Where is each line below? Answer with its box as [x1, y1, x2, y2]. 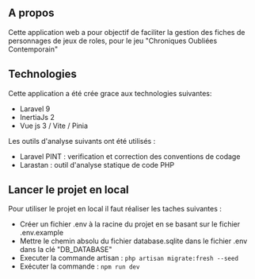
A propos [8, 6, 55, 20]
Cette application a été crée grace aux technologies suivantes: [8, 88, 212, 98]
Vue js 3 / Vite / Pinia [19, 121, 89, 130]
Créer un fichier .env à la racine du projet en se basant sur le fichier [19, 219, 241, 229]
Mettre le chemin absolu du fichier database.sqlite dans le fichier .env [19, 236, 248, 246]
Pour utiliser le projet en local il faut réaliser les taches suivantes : [8, 204, 222, 214]
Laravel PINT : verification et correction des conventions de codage [19, 151, 241, 161]
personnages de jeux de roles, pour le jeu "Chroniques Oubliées [8, 36, 218, 45]
